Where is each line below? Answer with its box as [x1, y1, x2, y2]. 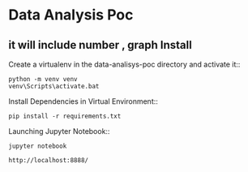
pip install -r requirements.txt [8, 112, 122, 120]
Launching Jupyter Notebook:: [8, 127, 110, 135]
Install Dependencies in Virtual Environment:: [8, 97, 158, 106]
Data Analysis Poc [8, 6, 134, 24]
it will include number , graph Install [8, 38, 192, 52]
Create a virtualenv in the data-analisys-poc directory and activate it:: [8, 59, 241, 69]
